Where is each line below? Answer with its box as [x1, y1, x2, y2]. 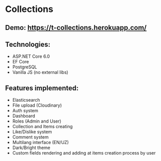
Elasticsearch [12, 97, 40, 103]
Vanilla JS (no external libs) [12, 69, 69, 75]
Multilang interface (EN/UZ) [12, 140, 69, 146]
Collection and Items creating [12, 124, 73, 130]
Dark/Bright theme [12, 145, 51, 151]
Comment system [12, 134, 49, 140]
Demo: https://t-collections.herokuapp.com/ [5, 23, 147, 32]
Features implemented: [5, 84, 79, 92]
